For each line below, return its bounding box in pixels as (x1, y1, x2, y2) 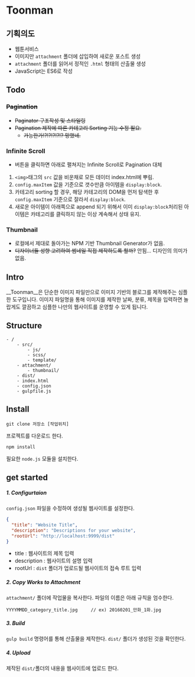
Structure (6, 320, 43, 331)
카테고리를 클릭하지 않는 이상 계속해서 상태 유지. (30, 210, 141, 218)
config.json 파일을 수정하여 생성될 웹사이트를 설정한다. (6, 505, 135, 512)
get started (6, 472, 48, 482)
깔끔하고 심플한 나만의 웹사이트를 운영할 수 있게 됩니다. (21, 303, 148, 310)
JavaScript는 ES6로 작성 (14, 67, 73, 74)
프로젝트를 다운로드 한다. (6, 432, 63, 439)
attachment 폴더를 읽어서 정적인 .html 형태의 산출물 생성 (14, 60, 146, 67)
